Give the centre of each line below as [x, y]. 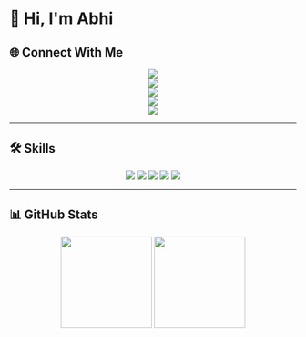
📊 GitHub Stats [54, 215]
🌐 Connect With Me [66, 53]
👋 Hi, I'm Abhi [61, 19]
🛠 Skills [33, 148]
